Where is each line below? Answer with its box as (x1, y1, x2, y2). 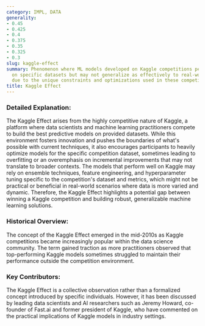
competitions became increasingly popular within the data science (6, 237, 173, 245)
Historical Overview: (6, 217, 69, 226)
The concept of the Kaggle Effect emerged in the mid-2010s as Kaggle (6, 231, 184, 238)
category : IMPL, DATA (6, 9, 62, 15)
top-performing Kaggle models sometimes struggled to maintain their (6, 251, 181, 258)
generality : (6, 15, 37, 21)
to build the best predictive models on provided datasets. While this (6, 130, 176, 138)
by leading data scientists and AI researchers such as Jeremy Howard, (6, 299, 184, 306)
